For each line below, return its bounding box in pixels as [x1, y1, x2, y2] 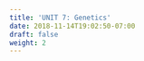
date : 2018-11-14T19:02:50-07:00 [9, 22, 136, 30]
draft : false [9, 30, 59, 39]
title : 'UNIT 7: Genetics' [9, 13, 111, 22]
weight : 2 [9, 38, 47, 48]
